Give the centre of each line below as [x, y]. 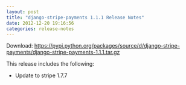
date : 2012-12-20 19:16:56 [40, 23]
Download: [20, 46]
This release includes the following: [50, 64]
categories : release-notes [40, 29]
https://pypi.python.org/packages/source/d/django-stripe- [107, 46]
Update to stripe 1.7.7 [41, 75]
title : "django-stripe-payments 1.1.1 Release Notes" [75, 17]
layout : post [23, 12]
